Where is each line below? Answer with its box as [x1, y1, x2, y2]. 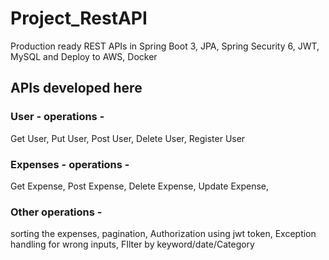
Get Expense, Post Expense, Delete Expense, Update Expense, [10, 180, 270, 192]
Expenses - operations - [10, 157, 130, 171]
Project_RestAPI [10, 7, 148, 30]
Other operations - [10, 205, 103, 219]
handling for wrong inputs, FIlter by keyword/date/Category [10, 238, 255, 251]
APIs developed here [10, 80, 143, 97]
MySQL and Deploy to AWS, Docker [10, 50, 158, 62]
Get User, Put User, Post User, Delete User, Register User [10, 132, 246, 144]
